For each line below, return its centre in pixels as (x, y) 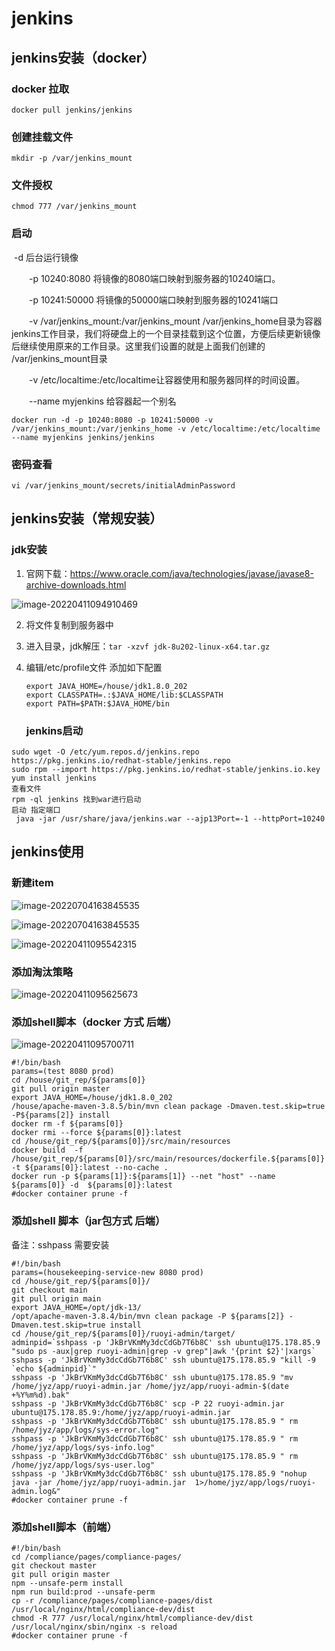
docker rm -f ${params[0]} (67, 1124)
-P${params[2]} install (61, 1115)
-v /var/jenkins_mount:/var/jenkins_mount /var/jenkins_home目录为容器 (175, 321)
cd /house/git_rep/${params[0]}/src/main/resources (121, 1142)
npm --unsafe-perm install (67, 1583)
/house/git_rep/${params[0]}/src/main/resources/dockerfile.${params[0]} (168, 1159)
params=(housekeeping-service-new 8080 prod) (107, 1272)
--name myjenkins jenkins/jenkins (83, 437)
